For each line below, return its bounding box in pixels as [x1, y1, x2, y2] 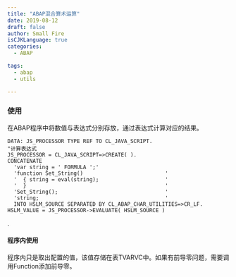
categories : [7, 43, 42, 50]
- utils [13, 75, 37, 82]
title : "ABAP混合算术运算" [7, 10, 80, 18]
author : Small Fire [7, 30, 65, 37]
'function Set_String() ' [13, 170, 169, 177]
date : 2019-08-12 [7, 17, 58, 24]
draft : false [7, 23, 46, 30]
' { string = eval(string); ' [13, 176, 169, 183]
